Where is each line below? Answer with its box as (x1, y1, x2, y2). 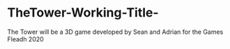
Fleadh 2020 (7, 35, 44, 43)
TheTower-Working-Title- (7, 5, 159, 21)
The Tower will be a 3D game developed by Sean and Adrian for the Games (7, 28, 224, 36)
